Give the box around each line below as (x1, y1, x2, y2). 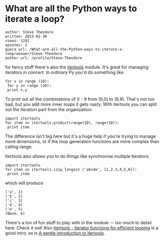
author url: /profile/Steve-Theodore (5, 55, 82, 60)
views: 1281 (5, 38, 29, 43)
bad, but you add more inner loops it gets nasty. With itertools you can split (5, 101, 157, 107)
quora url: (5, 47, 27, 52)
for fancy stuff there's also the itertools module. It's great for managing (5, 64, 149, 70)
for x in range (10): (5, 79, 50, 84)
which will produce (5, 180, 43, 186)
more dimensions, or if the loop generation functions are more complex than (5, 138, 160, 144)
